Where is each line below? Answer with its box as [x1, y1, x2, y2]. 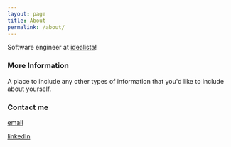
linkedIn [7, 132, 31, 141]
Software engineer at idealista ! [7, 43, 97, 52]
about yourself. [7, 85, 52, 93]
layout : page [7, 10, 46, 18]
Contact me [7, 102, 49, 112]
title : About [7, 17, 46, 24]
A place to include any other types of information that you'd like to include [7, 77, 225, 85]
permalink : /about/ [7, 23, 65, 31]
